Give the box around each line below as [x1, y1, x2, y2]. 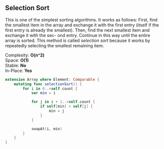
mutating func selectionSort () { [14, 81, 82, 87]
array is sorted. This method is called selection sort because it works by [5, 37, 150, 43]
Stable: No [5, 62, 26, 68]
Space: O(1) [5, 57, 29, 63]
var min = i [31, 91, 56, 95]
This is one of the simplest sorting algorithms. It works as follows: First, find [5, 17, 158, 22]
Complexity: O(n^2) [5, 52, 45, 58]
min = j [48, 109, 65, 113]
